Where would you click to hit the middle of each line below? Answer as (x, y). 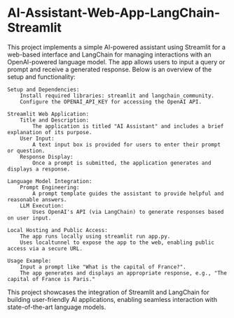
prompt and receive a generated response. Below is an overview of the (110, 69)
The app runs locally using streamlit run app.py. (95, 236)
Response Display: (47, 157)
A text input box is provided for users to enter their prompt (126, 145)
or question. (26, 151)
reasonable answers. (37, 200)
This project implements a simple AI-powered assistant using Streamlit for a (117, 47)
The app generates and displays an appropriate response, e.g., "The (124, 273)
